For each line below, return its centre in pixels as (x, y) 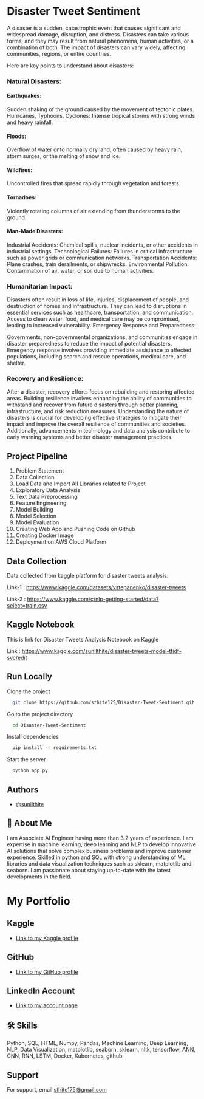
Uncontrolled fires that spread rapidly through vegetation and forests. (94, 183)
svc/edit (17, 657)
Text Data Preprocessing (46, 497)
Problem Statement (40, 471)
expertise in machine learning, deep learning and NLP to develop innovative (102, 844)
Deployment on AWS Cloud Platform (61, 542)
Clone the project (29, 691)
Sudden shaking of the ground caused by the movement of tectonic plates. (100, 109)
